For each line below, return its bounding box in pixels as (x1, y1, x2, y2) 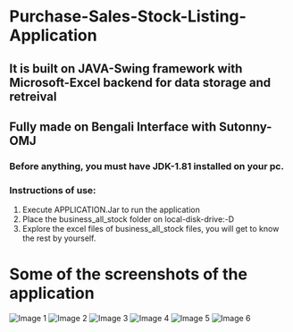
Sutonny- (218, 119, 272, 134)
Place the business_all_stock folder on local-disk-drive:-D (21, 214, 235, 225)
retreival (9, 89, 57, 104)
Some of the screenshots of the (9, 264, 248, 285)
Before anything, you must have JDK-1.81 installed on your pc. (9, 159, 284, 172)
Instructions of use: (9, 183, 96, 196)
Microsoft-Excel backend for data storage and (9, 74, 271, 90)
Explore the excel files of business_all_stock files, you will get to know (21, 224, 280, 234)
